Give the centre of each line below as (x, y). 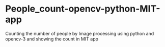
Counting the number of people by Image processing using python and (80, 33)
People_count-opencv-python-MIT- (83, 9)
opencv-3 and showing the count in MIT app (52, 39)
